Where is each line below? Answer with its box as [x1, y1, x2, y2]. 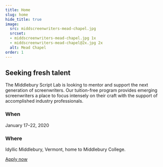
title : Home [5, 7, 30, 13]
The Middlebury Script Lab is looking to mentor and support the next [5, 82, 148, 88]
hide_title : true [5, 17, 42, 22]
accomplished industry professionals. [5, 98, 84, 104]
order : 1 [5, 50, 24, 55]
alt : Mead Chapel [10, 45, 47, 50]
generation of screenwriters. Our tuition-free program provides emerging [5, 87, 158, 94]
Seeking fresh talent [5, 68, 71, 77]
